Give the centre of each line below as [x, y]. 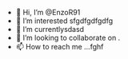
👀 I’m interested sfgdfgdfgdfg [64, 21]
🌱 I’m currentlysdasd [50, 29]
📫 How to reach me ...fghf [60, 47]
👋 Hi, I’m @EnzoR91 [48, 12]
